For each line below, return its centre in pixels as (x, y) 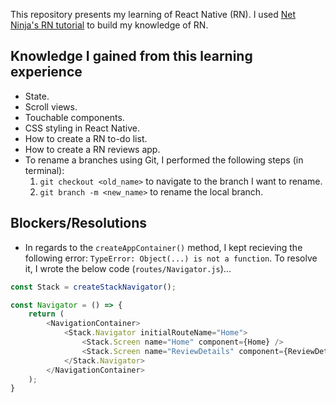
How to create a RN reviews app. (92, 149)
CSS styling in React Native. (82, 128)
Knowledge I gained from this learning (131, 56)
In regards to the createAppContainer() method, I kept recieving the (163, 247)
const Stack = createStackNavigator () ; (93, 287)
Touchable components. (74, 117)
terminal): (44, 170)
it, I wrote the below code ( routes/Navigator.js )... (128, 268)
